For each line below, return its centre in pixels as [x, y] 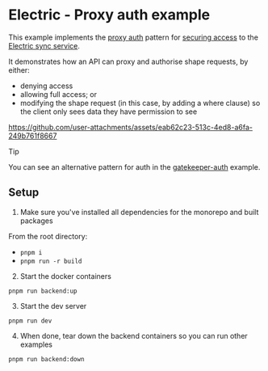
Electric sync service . [44, 45]
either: [19, 70]
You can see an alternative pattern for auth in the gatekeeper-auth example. [134, 167]
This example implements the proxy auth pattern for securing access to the [133, 37]
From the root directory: [48, 236]
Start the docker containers [65, 276]
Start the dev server [53, 306]
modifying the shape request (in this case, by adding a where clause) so [140, 103]
